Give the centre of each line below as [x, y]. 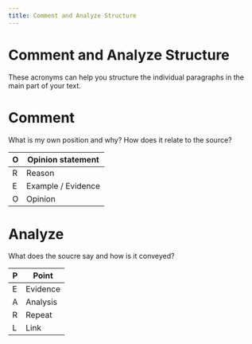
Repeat [39, 315]
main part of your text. [45, 85]
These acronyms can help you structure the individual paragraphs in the [126, 77]
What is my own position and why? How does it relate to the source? [120, 139]
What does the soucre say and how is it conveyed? [91, 256]
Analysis [42, 302]
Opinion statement [63, 159]
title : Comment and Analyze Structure [72, 16]
